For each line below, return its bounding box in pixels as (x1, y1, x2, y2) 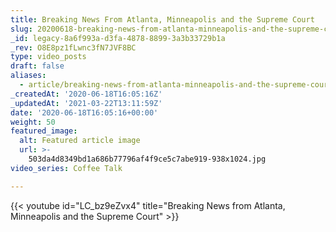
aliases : (10, 71, 47, 81)
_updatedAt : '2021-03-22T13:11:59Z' (10, 98, 163, 108)
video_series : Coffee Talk (10, 163, 123, 173)
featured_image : (10, 126, 78, 136)
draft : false (10, 61, 65, 71)
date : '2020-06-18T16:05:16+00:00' (10, 107, 159, 118)
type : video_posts (10, 52, 87, 62)
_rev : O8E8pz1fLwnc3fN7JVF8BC (10, 42, 137, 53)
